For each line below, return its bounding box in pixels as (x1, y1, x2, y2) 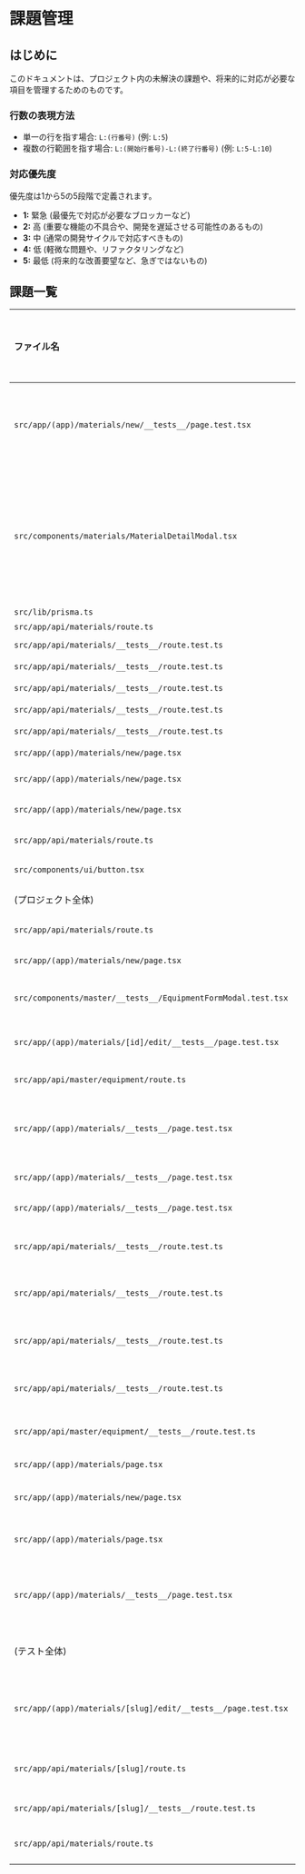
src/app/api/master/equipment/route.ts (14, 1075, 186, 1085)
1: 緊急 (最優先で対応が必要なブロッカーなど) (22, 210, 191, 221)
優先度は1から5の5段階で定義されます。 (9, 190, 157, 201)
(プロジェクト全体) (14, 893, 94, 906)
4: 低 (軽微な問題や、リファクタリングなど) (22, 243, 184, 254)
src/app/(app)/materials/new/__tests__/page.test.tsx (14, 419, 251, 430)
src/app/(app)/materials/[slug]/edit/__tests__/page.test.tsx (14, 1703, 289, 1714)
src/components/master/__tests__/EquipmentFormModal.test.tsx (14, 993, 289, 1003)
